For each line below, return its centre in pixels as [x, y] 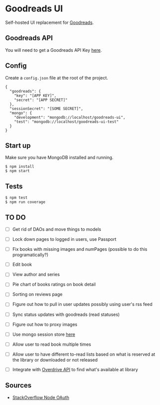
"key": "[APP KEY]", [35, 96]
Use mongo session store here [44, 334]
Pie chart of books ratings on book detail [54, 285]
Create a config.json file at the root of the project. [57, 78]
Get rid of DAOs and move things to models [57, 229]
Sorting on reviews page [38, 295]
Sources [18, 385]
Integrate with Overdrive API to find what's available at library [75, 369]
